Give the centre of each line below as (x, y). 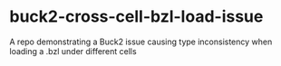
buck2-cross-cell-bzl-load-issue (136, 17)
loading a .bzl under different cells (73, 51)
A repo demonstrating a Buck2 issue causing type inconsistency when (141, 42)
